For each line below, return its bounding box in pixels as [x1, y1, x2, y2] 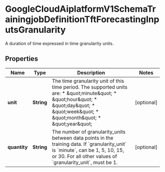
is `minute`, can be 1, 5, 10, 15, [52, 147, 124, 153]
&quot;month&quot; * [52, 114, 102, 121]
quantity [7, 144, 28, 150]
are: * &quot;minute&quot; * [52, 90, 117, 97]
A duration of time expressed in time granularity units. [5, 40, 114, 46]
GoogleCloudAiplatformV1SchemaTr [5, 3, 156, 15]
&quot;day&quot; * [52, 102, 95, 109]
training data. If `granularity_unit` [52, 141, 127, 147]
